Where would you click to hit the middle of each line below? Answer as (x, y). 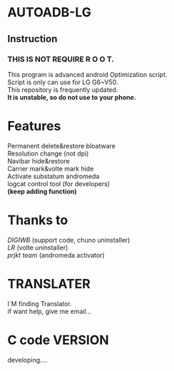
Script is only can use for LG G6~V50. (63, 82)
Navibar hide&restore (39, 161)
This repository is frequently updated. (63, 89)
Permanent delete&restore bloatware (61, 146)
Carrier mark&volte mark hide (51, 168)
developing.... (27, 360)
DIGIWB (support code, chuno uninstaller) (69, 240)
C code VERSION (58, 340)
